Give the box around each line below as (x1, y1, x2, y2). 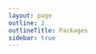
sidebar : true (8, 33, 56, 42)
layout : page (8, 11, 52, 20)
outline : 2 (8, 19, 45, 27)
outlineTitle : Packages (8, 26, 89, 34)
